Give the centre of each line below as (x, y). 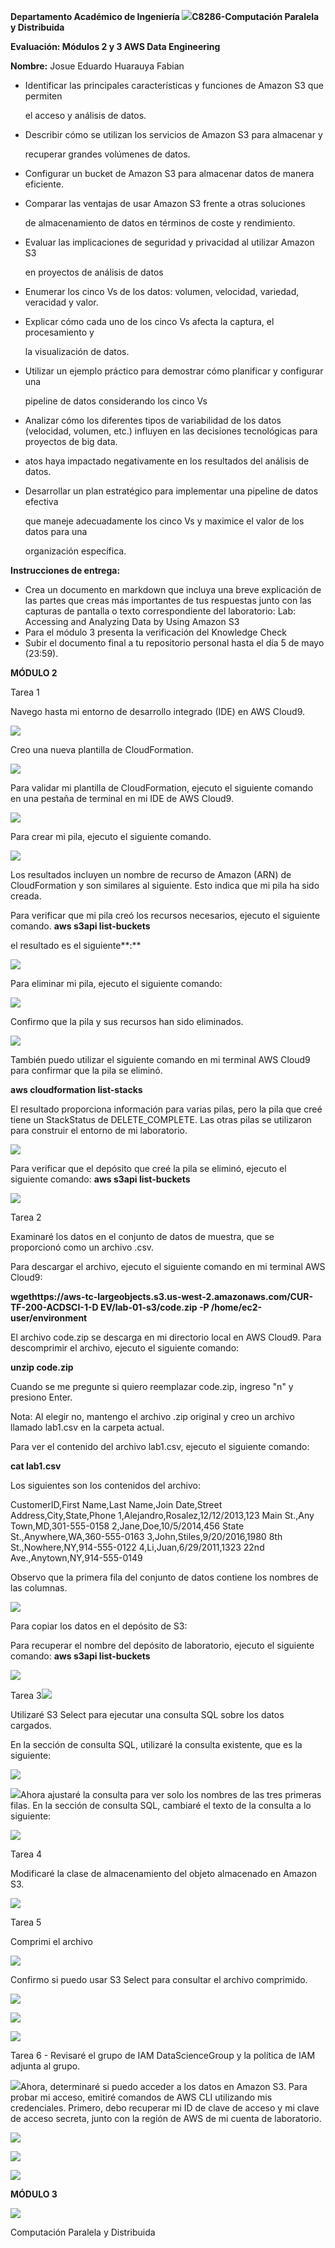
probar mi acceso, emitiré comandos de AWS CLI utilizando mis (141, 2097)
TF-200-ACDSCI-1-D (54, 1307)
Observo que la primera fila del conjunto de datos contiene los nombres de (164, 1577)
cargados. (31, 1725)
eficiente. (44, 184)
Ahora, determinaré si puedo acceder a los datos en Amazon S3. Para (164, 2086)
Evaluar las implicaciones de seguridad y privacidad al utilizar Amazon (169, 242)
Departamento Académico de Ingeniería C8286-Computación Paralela (165, 16)
